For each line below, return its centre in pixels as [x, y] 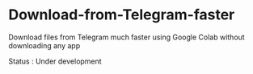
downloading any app [44, 45]
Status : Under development [55, 61]
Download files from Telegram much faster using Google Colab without [126, 37]
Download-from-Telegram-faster [122, 15]
